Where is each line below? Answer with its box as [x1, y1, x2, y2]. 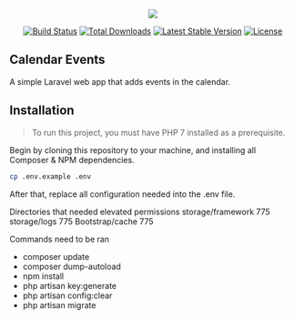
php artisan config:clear [22, 290, 113, 301]
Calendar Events [9, 52, 106, 67]
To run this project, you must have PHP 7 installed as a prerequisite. [31, 127, 286, 138]
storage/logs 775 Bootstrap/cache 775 [9, 215, 154, 227]
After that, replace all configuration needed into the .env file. [9, 188, 236, 200]
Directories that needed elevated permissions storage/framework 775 [9, 206, 270, 217]
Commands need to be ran [9, 233, 110, 244]
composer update [22, 251, 90, 262]
